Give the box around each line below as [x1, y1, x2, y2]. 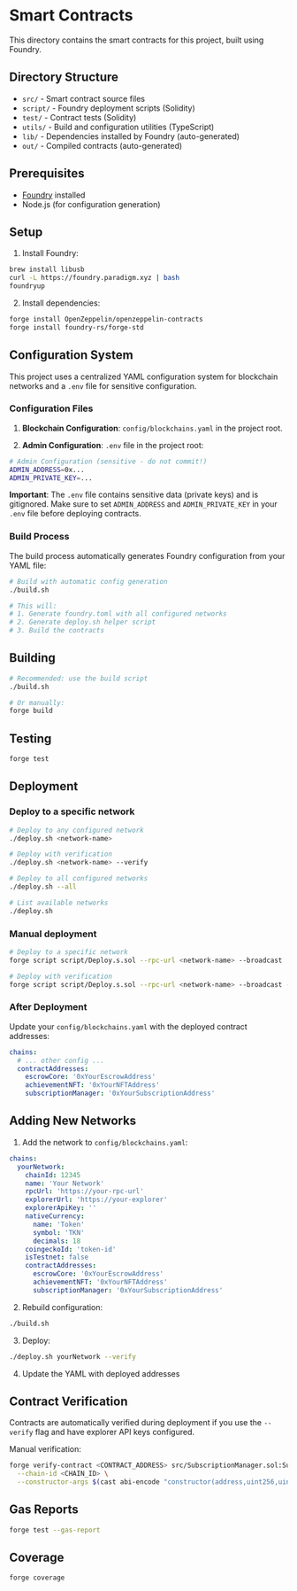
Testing [9, 731, 52, 746]
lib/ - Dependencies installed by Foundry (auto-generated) [21, 130, 240, 142]
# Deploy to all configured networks [9, 874, 148, 883]
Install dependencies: [21, 298, 101, 308]
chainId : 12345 [25, 1170, 81, 1179]
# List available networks [9, 898, 109, 907]
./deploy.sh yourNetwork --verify [9, 1352, 137, 1361]
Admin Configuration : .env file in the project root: [21, 439, 204, 450]
